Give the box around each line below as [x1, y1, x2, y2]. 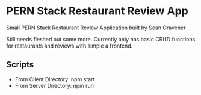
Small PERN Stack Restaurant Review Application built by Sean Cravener [6, 24, 186, 31]
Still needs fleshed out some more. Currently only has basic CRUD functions [6, 35, 196, 43]
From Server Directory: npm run [14, 82, 94, 89]
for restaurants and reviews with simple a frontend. [6, 42, 133, 49]
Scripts [6, 60, 34, 70]
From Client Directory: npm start [14, 75, 95, 82]
